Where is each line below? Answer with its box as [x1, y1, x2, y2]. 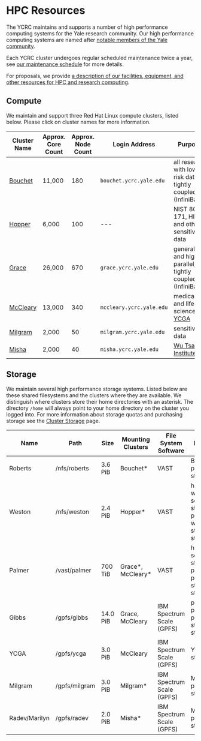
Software [157, 446, 185, 455]
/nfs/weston [55, 508, 90, 516]
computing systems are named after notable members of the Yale [6, 36, 168, 43]
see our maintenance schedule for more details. [6, 61, 124, 68]
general [173, 244, 196, 253]
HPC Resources [6, 4, 86, 17]
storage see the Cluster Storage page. [6, 417, 100, 424]
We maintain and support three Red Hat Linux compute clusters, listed [6, 112, 179, 119]
